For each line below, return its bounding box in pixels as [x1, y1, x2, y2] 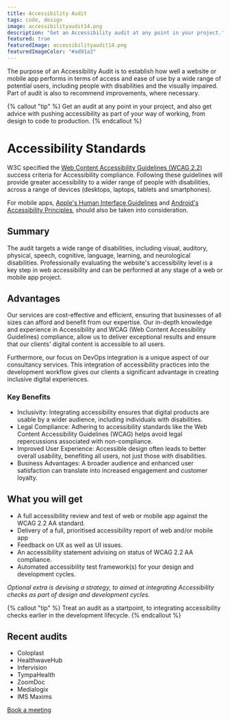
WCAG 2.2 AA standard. [16, 519, 86, 527]
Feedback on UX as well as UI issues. [16, 541, 123, 549]
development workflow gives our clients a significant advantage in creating [7, 368, 219, 376]
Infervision [16, 663, 47, 672]
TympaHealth [16, 671, 55, 679]
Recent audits [7, 631, 68, 642]
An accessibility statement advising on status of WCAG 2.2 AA [16, 548, 194, 556]
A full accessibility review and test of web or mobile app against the [16, 511, 208, 520]
